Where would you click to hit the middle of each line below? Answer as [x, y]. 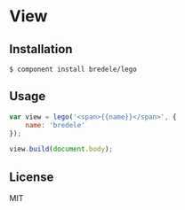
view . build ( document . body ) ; [61, 149]
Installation [41, 49]
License [32, 177]
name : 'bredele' [56, 125]
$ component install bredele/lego [73, 69]
